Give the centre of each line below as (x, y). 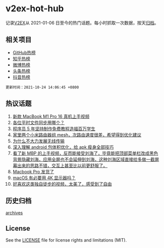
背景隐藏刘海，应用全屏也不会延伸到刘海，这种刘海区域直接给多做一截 (84, 159)
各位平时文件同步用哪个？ (39, 122)
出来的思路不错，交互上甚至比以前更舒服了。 (62, 165)
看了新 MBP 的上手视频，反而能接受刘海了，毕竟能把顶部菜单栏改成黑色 (85, 153)
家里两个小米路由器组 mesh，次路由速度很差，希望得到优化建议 (77, 135)
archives (14, 213)
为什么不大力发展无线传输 (39, 141)
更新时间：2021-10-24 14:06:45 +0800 (42, 87)
